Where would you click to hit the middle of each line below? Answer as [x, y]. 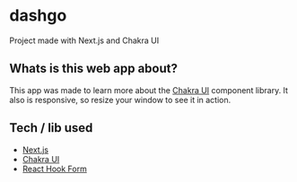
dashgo [38, 16]
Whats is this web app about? [93, 69]
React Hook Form [54, 169]
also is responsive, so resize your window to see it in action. [120, 100]
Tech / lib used [51, 128]
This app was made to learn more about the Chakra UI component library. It [149, 90]
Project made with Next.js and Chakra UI [84, 40]
